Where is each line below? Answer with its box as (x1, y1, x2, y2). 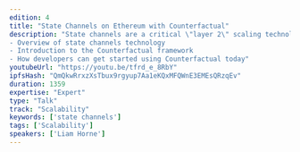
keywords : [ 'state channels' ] (9, 113, 122, 122)
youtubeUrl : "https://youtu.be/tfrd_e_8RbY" (9, 63, 178, 72)
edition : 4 (9, 13, 50, 22)
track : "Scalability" (9, 105, 90, 114)
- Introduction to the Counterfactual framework (9, 46, 194, 55)
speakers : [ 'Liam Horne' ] (9, 130, 105, 139)
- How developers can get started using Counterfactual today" (9, 55, 250, 63)
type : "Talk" (9, 96, 58, 106)
